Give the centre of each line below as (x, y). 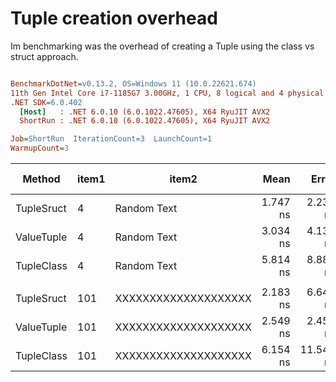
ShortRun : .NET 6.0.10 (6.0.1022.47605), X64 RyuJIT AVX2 (145, 121)
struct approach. (44, 56)
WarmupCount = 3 (40, 148)
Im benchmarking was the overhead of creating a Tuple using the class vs (162, 46)
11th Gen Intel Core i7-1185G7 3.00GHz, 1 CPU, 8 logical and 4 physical (167, 93)
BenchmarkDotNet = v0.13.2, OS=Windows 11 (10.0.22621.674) (133, 83)
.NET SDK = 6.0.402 (46, 102)
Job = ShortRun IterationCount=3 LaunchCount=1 (111, 139)
